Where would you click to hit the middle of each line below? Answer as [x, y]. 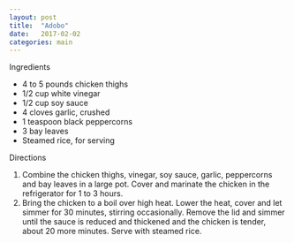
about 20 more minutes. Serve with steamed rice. [112, 232]
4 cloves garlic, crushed [66, 112]
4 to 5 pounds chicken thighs [75, 84]
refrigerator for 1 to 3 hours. [72, 194]
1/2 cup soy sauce [55, 103]
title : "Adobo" [39, 26]
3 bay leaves [45, 131]
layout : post [33, 17]
